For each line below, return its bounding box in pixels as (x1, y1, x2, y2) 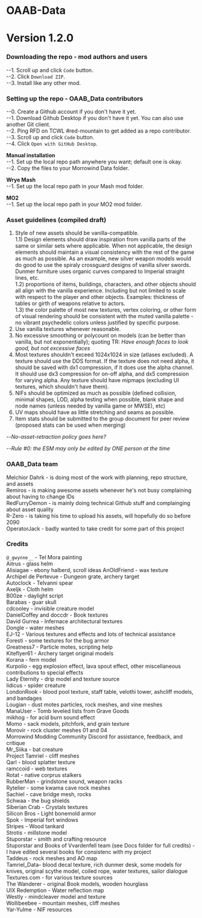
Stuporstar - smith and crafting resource (6, 835, 107, 843)
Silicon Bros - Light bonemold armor (6, 810, 96, 817)
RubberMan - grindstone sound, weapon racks (6, 778, 122, 785)
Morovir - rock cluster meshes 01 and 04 (6, 726, 107, 734)
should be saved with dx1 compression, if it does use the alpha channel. (14, 364, 194, 371)
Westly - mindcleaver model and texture (6, 893, 106, 900)
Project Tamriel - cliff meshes (6, 752, 80, 759)
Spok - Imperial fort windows (6, 816, 78, 823)
